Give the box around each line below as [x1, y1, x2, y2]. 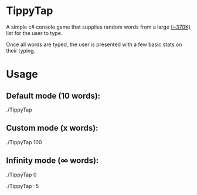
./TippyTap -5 [6, 182, 39, 189]
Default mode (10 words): [6, 90, 101, 100]
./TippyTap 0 [6, 171, 37, 178]
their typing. [6, 47, 36, 54]
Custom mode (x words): [6, 123, 98, 133]
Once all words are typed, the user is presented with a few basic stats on [6, 41, 182, 48]
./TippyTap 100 [6, 138, 42, 145]
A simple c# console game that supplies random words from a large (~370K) [6, 23, 191, 30]
